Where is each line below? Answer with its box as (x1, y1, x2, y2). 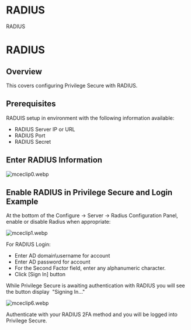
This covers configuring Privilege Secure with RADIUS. (6, 82, 138, 89)
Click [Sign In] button (14, 271, 66, 278)
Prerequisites (6, 99, 56, 109)
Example (6, 196, 39, 206)
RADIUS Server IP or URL (14, 126, 75, 133)
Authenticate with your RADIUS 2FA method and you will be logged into (6, 311, 178, 318)
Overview (6, 67, 43, 77)
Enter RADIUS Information (6, 155, 103, 165)
